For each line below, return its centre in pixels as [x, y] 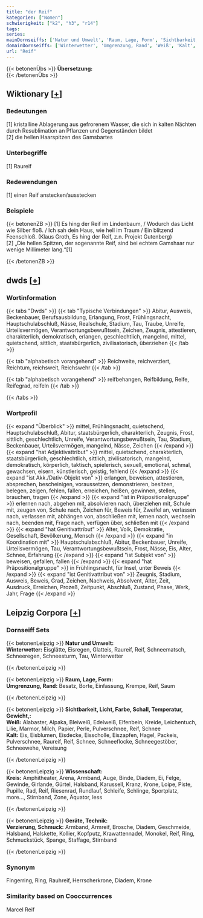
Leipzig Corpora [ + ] [44, 613]
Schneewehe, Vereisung [37, 748]
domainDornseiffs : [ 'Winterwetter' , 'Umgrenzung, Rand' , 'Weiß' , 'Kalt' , [101, 46]
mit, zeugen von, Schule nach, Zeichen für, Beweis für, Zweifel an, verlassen [101, 510]
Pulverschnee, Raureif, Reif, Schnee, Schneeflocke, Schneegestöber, [92, 741]
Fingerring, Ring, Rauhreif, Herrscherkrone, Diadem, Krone [79, 880]
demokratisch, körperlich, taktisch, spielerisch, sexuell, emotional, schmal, [99, 465]
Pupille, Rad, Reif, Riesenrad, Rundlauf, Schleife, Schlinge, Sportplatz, [93, 791]
